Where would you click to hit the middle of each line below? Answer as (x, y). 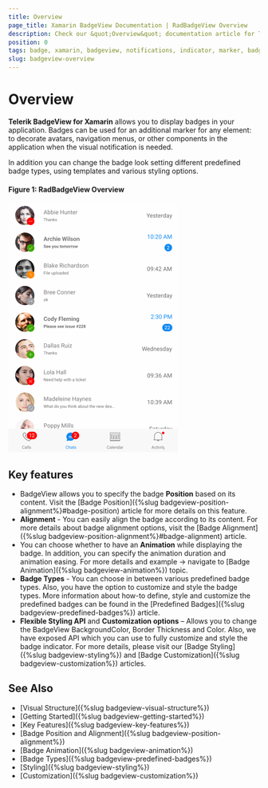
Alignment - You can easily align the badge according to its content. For (138, 519)
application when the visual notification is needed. (91, 147)
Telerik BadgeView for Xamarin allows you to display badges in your (122, 121)
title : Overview (35, 17)
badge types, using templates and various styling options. (104, 171)
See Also (31, 689)
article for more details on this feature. (184, 510)
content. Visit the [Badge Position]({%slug (89, 502)
